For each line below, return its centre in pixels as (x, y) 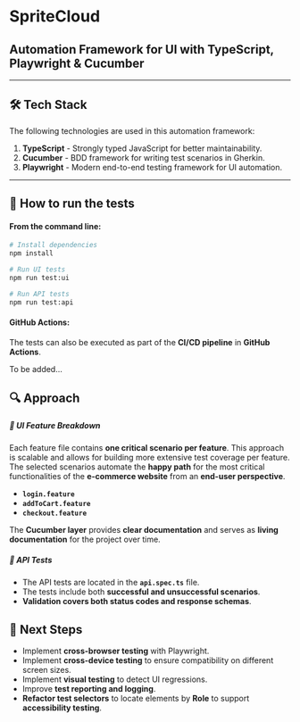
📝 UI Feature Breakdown (55, 425)
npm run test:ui (39, 278)
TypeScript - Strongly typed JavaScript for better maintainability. (142, 148)
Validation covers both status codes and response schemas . (137, 602)
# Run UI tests (37, 270)
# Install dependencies (54, 245)
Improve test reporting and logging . (89, 689)
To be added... (36, 369)
